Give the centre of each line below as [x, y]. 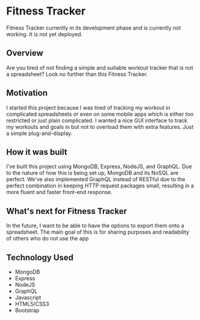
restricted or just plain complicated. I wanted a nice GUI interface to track [97, 120]
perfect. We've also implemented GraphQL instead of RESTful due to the [96, 180]
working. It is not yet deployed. [44, 34]
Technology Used [40, 257]
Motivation [27, 93]
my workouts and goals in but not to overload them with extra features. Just [100, 127]
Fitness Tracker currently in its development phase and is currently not [94, 28]
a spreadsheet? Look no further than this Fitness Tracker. [77, 74]
